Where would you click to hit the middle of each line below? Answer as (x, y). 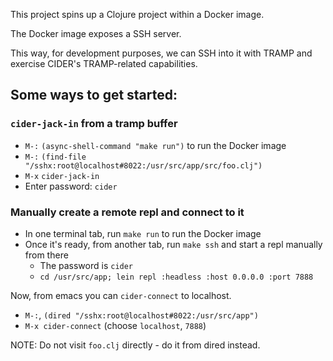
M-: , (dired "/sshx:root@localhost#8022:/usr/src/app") (141, 315)
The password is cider (86, 265)
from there (46, 255)
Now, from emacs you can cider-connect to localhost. (121, 295)
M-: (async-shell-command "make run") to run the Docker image (155, 145)
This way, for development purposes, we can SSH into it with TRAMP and (161, 53)
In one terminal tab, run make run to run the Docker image (143, 233)
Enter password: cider (71, 186)
